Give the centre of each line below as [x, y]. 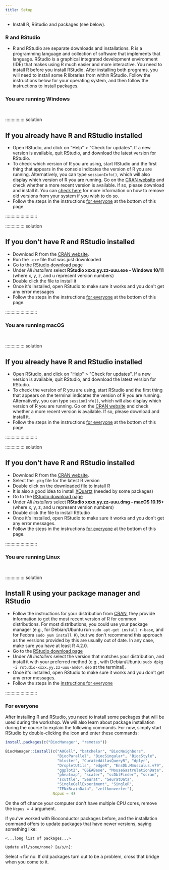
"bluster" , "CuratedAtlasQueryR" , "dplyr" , [104, 761]
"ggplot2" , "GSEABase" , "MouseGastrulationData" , [110, 770]
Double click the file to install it [44, 281]
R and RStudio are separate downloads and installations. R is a [77, 48]
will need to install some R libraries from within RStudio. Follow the [81, 75]
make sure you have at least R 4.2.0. [50, 646]
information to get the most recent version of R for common [74, 619]
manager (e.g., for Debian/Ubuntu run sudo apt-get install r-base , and [88, 629]
